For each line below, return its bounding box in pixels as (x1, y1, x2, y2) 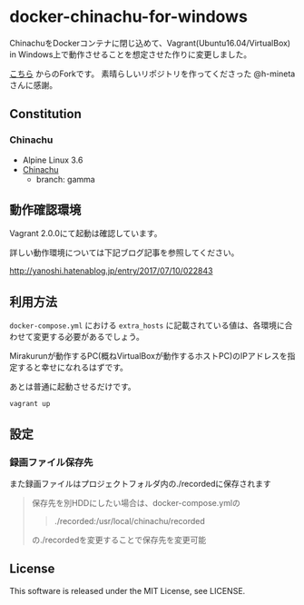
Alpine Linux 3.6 (22, 154, 83, 165)
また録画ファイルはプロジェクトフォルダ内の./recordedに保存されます (9, 478, 272, 489)
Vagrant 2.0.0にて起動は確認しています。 (9, 228, 162, 239)
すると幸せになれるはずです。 (16, 362, 129, 373)
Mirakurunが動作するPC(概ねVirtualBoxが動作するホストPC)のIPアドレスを (9, 351, 288, 362)
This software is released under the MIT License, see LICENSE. (9, 585, 246, 596)
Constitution (9, 106, 82, 122)
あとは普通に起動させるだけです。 (9, 382, 136, 392)
